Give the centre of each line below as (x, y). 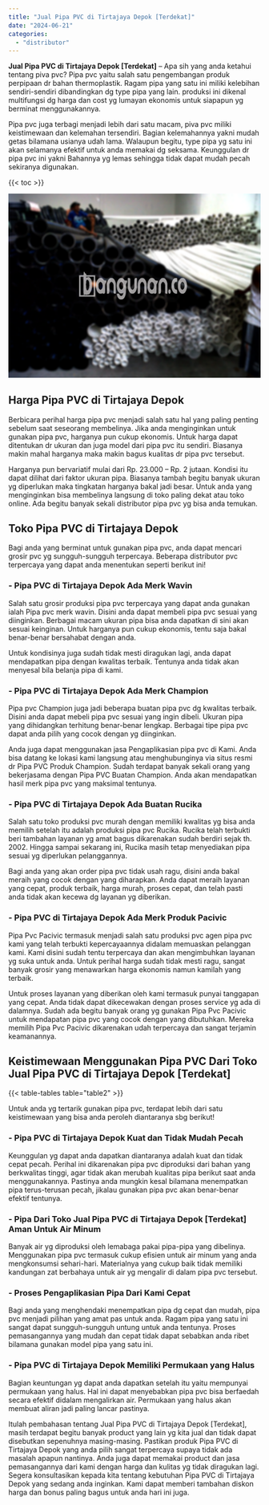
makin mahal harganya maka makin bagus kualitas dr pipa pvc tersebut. (126, 454)
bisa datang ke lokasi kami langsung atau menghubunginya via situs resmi (130, 758)
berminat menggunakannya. (55, 109)
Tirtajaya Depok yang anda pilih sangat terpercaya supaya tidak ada (120, 1450)
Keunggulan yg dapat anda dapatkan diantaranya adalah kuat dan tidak (126, 1155)
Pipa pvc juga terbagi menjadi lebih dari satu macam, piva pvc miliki (120, 124)
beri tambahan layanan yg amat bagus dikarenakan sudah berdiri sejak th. (130, 839)
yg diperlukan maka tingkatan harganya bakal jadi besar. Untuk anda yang (130, 486)
